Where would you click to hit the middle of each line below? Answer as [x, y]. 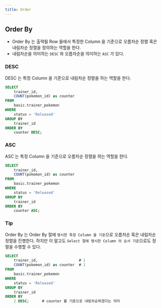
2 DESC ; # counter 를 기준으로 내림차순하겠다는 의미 [67, 301]
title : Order [18, 10]
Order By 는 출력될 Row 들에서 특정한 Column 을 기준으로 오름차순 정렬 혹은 [85, 41]
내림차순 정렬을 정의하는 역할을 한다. [46, 48]
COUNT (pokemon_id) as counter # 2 [50, 265]
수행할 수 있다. [27, 247]
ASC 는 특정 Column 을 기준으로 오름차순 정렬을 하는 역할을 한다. [67, 156]
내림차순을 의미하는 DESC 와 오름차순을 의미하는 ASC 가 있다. [68, 54]
